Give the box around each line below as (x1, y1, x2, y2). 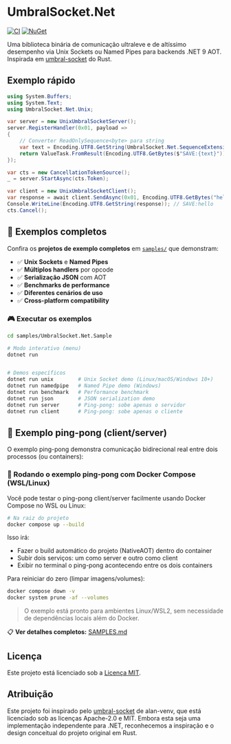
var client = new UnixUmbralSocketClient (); (7, 188, 137, 195)
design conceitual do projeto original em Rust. (7, 728, 137, 736)
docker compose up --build (7, 521, 85, 528)
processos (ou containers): (7, 452, 84, 461)
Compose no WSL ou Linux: (7, 501, 86, 510)
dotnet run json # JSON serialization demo (7, 395, 155, 402)
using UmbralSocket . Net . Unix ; (7, 106, 94, 113)
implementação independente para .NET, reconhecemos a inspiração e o (7, 721, 214, 730)
